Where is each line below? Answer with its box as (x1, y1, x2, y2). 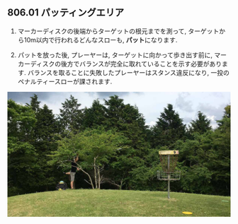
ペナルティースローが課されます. (17, 77, 113, 86)
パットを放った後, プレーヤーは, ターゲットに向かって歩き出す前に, (17, 50, 213, 59)
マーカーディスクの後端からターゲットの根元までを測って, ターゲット (17, 27, 220, 35)
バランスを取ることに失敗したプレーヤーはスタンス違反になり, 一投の (27, 68, 230, 76)
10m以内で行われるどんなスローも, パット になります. (23, 35, 178, 44)
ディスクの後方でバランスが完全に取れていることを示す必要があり (30, 59, 222, 68)
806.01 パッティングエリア (7, 6, 125, 19)
